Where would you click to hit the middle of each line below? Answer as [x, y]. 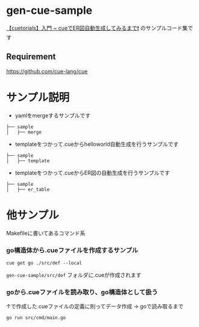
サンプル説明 [38, 97]
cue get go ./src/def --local [44, 263]
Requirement [31, 57]
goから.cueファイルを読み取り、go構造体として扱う [82, 292]
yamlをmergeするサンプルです [52, 115]
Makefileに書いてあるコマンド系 [46, 233]
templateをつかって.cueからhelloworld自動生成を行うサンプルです [97, 144]
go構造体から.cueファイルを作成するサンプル [72, 250]
